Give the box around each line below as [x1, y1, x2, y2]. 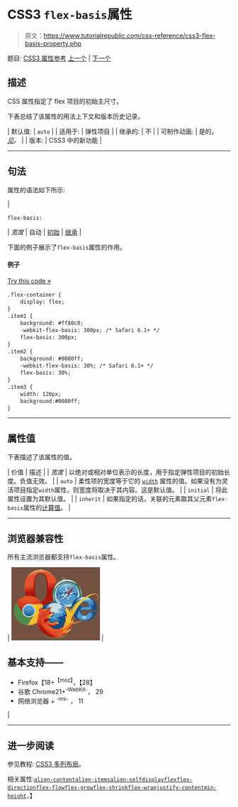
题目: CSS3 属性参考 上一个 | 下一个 [7, 54, 111, 62]
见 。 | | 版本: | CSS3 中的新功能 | [7, 136, 103, 144]
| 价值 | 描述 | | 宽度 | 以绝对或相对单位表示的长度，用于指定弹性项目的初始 [7, 468, 225, 476]
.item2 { [7, 348, 33, 355]
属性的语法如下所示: [7, 185, 66, 194]
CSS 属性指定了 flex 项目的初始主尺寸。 [7, 97, 123, 105]
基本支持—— [7, 656, 64, 668]
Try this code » [7, 276, 52, 285]
